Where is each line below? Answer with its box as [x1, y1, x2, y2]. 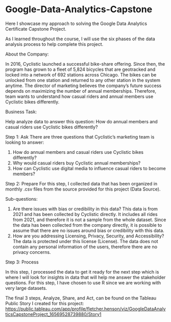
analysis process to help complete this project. [5, 41, 104, 47]
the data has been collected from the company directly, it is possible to [12, 222, 162, 228]
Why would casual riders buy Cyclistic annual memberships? [12, 159, 141, 166]
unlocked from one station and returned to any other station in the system [5, 77, 161, 83]
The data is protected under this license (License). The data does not [12, 238, 158, 244]
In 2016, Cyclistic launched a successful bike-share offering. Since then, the [5, 61, 165, 67]
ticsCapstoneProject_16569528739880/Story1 [5, 311, 102, 317]
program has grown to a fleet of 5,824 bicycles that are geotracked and [5, 66, 156, 72]
